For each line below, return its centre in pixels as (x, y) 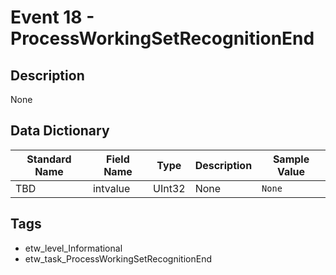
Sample (291, 159)
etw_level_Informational (73, 248)
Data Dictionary (60, 131)
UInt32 (169, 188)
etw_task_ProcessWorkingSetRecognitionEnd (118, 258)
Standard (49, 159)
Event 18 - (52, 17)
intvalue (111, 188)
